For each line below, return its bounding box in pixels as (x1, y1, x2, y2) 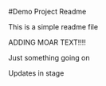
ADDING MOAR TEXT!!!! (8, 37, 86, 47)
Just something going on (8, 53, 90, 62)
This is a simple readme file (8, 22, 98, 31)
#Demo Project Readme (8, 7, 87, 16)
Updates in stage (8, 68, 65, 78)
